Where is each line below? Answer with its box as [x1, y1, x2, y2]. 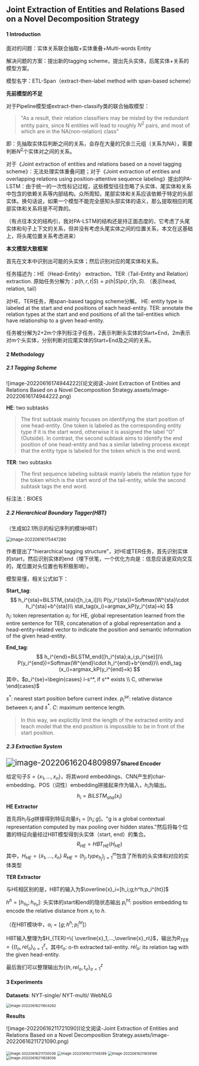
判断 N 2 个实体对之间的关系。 [6, 147, 75, 155]
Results [6, 1012, 25, 1020]
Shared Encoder [120, 760, 161, 767]
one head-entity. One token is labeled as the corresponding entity [20, 422, 182, 429]
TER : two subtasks [6, 459, 52, 466]
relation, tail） [6, 285, 40, 292]
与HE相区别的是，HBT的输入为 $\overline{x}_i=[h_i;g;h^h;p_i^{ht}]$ [6, 886, 169, 893]
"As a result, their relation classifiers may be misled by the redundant [20, 114, 189, 121]
